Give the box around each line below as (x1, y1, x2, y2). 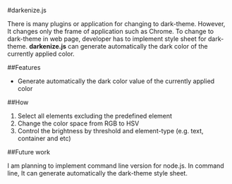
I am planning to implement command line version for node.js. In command (7, 161, 224, 170)
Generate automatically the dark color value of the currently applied (17, 77, 215, 85)
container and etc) (17, 134, 72, 142)
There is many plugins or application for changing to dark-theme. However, (7, 20, 226, 27)
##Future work (7, 148, 51, 156)
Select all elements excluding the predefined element (17, 112, 173, 120)
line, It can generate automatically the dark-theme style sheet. (7, 169, 188, 177)
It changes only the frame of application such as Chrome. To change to (7, 27, 214, 35)
